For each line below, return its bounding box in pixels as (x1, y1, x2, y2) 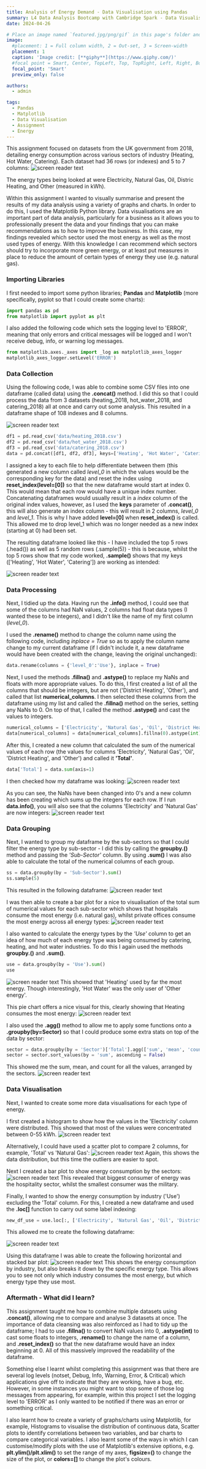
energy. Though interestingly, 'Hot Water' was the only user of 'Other (6, 984, 181, 992)
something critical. (6, 1404, 53, 1411)
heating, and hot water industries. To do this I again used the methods (6, 943, 183, 950)
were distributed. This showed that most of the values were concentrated (6, 1124, 192, 1131)
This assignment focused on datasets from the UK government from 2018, (6, 145, 194, 152)
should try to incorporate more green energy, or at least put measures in (6, 247, 189, 254)
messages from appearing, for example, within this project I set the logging (6, 1391, 196, 1398)
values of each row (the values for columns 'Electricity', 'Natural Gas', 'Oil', (6, 747, 195, 755)
